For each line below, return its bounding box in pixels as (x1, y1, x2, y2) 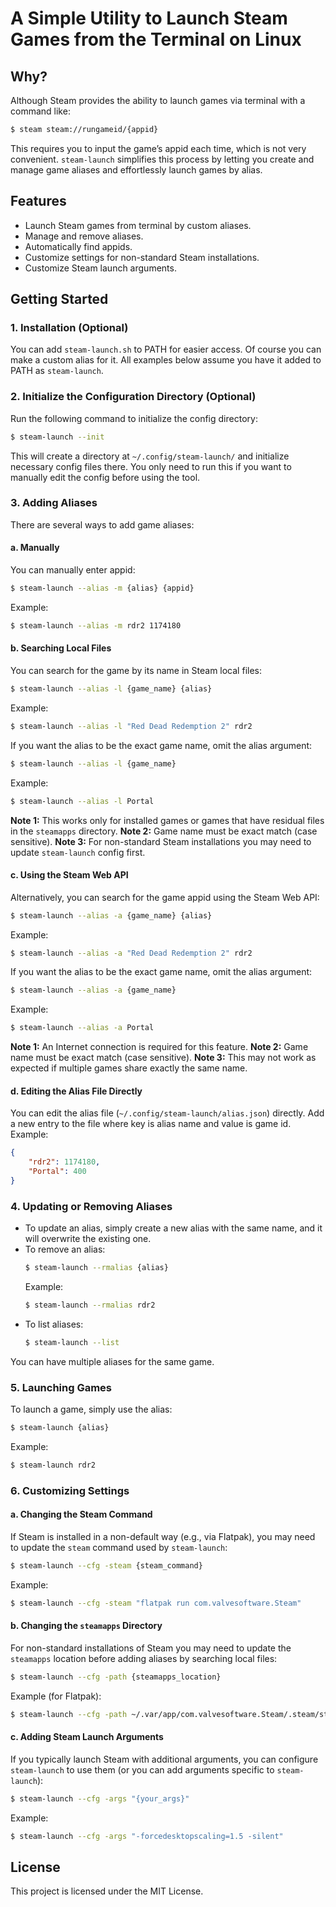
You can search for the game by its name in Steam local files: (10, 665, 262, 676)
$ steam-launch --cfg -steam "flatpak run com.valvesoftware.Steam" (10, 1598, 302, 1608)
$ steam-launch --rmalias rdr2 (24, 1300, 156, 1311)
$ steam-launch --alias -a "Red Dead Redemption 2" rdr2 (10, 948, 253, 958)
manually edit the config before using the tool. (10, 471, 201, 483)
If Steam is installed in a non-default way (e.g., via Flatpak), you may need (10, 1531, 316, 1542)
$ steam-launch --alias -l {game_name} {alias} (10, 684, 213, 694)
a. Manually (10, 542, 60, 554)
